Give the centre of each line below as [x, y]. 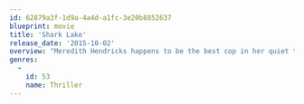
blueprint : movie [42, 26]
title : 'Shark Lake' [48, 34]
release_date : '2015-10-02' [62, 43]
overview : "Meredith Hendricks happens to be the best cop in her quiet [149, 52]
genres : [24, 60]
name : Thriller [54, 85]
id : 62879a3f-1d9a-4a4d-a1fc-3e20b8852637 [90, 18]
